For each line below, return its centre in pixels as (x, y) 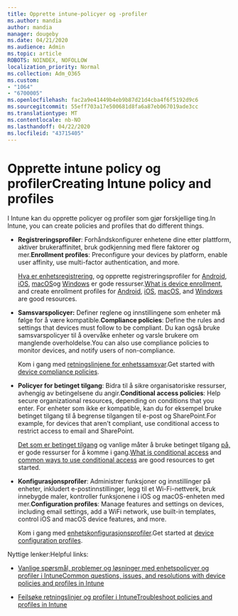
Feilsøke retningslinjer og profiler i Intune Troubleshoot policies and (115, 597)
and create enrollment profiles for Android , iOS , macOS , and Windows (120, 291)
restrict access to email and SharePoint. (76, 431)
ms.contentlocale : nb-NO (44, 120)
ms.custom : (23, 80)
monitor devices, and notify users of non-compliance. (96, 350)
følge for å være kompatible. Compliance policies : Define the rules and (121, 320)
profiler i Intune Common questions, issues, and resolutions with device (121, 576)
